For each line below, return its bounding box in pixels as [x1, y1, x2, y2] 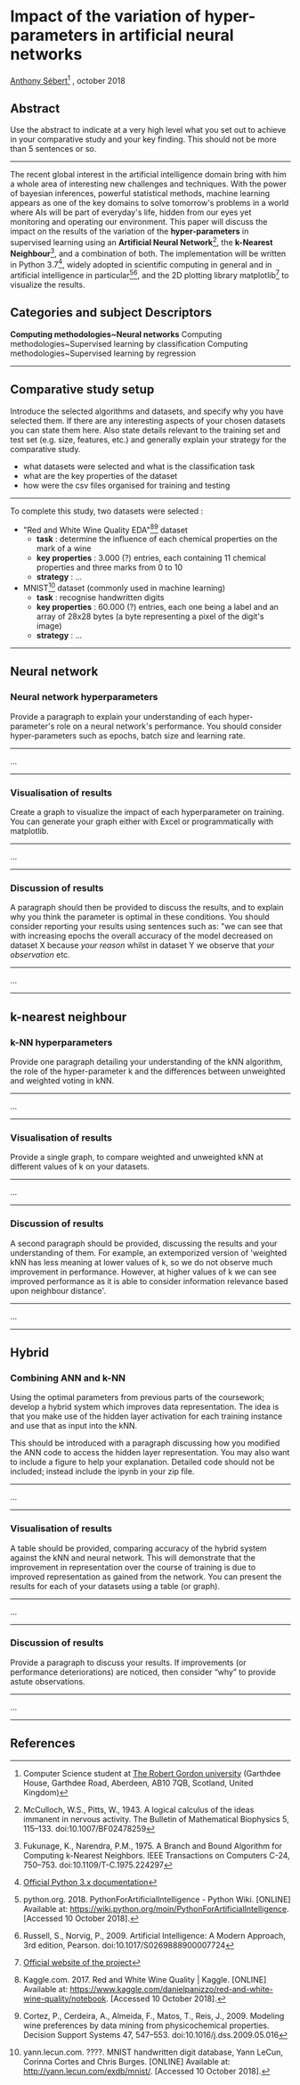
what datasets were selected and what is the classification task [22, 461, 255, 472]
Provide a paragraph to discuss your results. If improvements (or [10, 1657, 247, 1668]
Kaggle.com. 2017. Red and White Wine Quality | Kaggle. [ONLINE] [22, 1974, 267, 1985]
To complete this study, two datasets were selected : [10, 506, 204, 516]
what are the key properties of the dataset [22, 470, 178, 481]
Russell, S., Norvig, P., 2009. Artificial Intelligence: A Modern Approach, [22, 1930, 286, 1941]
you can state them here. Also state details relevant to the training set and [10, 424, 281, 435]
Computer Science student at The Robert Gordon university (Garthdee [22, 1768, 281, 1778]
